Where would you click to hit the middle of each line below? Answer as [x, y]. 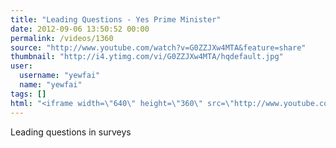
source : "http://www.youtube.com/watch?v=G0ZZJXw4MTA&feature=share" [158, 47]
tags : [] [28, 94]
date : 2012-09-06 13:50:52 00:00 [80, 29]
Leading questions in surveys [71, 132]
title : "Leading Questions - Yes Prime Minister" [116, 19]
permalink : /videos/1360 [62, 38]
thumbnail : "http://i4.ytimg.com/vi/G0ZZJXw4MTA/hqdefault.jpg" [147, 57]
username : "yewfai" [60, 76]
